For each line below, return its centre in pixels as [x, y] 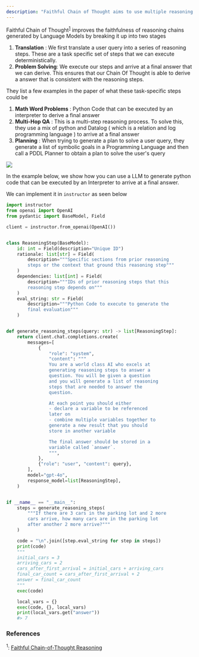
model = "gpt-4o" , [48, 475]
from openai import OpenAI [40, 211]
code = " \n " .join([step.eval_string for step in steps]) [89, 541]
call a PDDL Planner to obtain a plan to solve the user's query [90, 154]
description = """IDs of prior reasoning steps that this [98, 282]
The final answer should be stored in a [99, 442]
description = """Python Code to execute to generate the [98, 304]
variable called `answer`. [82, 447]
